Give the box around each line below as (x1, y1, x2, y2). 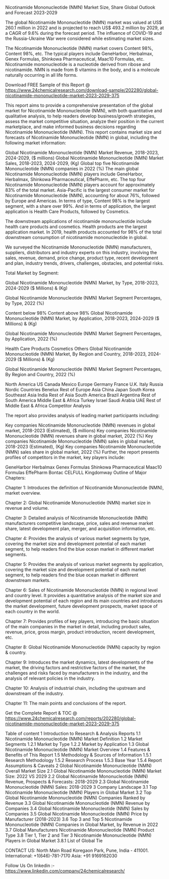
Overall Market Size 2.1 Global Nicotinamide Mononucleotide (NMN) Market (5, 768, 162, 774)
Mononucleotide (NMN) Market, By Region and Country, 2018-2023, (5, 351, 147, 357)
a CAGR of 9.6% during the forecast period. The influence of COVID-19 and (5, 30, 162, 36)
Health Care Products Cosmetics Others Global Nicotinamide (5, 345, 132, 351)
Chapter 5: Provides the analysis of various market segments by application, (5, 561, 164, 567)
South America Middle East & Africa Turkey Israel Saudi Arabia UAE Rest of (5, 397, 161, 403)
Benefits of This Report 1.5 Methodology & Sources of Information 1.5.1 (5, 752, 151, 758)
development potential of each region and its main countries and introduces (5, 598, 163, 604)
